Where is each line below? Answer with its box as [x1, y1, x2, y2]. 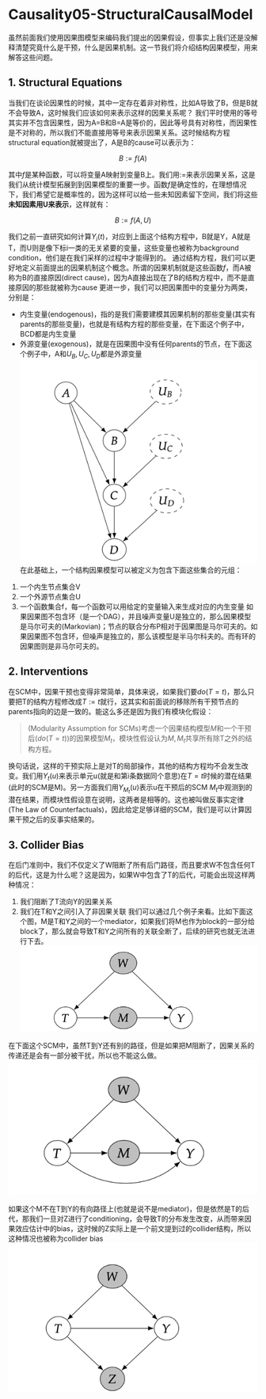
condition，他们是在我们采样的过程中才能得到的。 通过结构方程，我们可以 [8, 253, 249, 262]
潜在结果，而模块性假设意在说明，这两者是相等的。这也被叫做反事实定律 [8, 795, 244, 804]
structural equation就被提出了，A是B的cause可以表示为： [8, 137, 196, 147]
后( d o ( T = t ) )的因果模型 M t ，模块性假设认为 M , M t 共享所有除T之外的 [27, 733, 245, 745]
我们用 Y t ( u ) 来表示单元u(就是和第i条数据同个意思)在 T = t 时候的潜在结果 [21, 771, 253, 783]
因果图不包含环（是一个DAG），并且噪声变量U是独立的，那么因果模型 [26, 611, 252, 621]
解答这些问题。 [8, 52, 57, 62]
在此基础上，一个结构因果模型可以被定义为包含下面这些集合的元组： [19, 565, 242, 575]
